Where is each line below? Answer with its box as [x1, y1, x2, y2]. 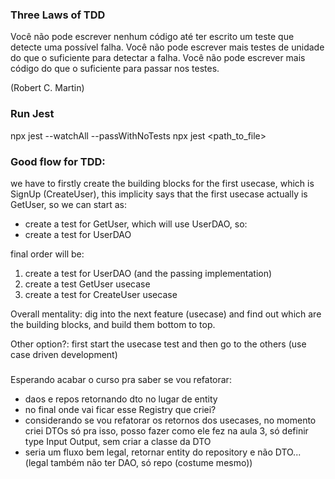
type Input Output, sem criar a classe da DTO [24, 435, 212, 447]
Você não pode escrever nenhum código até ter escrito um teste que [10, 31, 295, 43]
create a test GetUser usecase [24, 278, 151, 290]
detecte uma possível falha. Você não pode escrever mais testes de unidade [10, 41, 325, 53]
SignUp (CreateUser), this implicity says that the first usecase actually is [10, 188, 308, 200]
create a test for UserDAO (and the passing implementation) [24, 267, 273, 279]
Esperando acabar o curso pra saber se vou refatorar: [10, 373, 232, 385]
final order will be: [10, 248, 85, 260]
